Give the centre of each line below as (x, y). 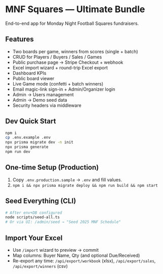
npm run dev (18, 152)
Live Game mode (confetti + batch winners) (58, 84)
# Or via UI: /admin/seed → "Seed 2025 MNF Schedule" (63, 222)
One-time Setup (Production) (52, 167)
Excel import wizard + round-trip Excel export (60, 67)
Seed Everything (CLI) (41, 201)
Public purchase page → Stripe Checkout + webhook (68, 62)
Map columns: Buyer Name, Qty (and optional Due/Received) (76, 255)
